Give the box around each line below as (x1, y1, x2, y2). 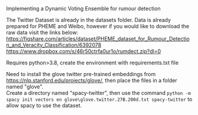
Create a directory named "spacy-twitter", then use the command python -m (6, 90, 191, 96)
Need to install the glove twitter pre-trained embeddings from (6, 71, 156, 77)
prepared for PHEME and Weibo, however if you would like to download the (6, 23, 190, 29)
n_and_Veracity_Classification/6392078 (6, 41, 102, 48)
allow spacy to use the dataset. (6, 102, 82, 109)
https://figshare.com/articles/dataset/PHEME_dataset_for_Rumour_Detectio (6, 35, 190, 42)
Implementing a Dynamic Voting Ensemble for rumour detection (6, 5, 161, 12)
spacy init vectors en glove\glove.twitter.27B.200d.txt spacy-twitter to (6, 96, 193, 103)
